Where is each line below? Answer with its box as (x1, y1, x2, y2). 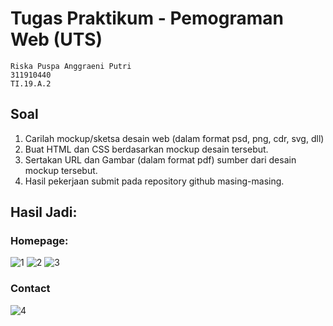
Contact (10, 282, 51, 296)
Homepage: (10, 234, 69, 248)
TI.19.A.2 (10, 78, 52, 89)
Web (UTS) (10, 28, 103, 51)
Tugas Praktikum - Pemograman (10, 7, 284, 30)
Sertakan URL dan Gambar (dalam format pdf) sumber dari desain (24, 153, 297, 166)
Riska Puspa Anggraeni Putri (10, 61, 132, 71)
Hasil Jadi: (10, 204, 78, 221)
